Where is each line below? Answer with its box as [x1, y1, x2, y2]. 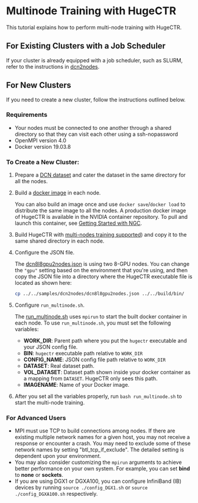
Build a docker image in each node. [14, 189, 101, 196]
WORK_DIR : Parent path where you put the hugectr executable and [23, 337, 187, 345]
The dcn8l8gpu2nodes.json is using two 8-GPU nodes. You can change [14, 260, 190, 268]
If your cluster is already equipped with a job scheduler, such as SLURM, [6, 56, 183, 63]
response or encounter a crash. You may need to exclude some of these [14, 440, 191, 447]
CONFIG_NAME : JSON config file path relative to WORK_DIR [23, 356, 166, 363]
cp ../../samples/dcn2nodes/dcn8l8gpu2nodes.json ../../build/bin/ [14, 291, 184, 297]
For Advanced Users [6, 413, 66, 422]
